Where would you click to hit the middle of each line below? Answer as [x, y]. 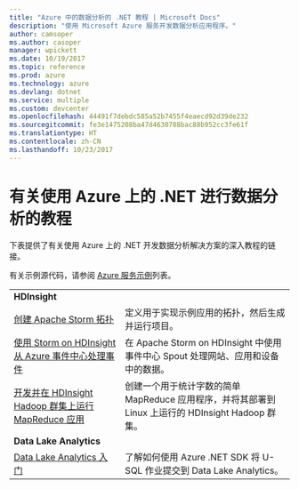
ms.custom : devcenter [49, 108]
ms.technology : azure [49, 84]
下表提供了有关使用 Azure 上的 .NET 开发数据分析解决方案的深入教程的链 [142, 244]
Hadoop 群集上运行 [54, 405]
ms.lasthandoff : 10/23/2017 [61, 149]
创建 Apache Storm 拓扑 [64, 319]
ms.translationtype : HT [53, 133]
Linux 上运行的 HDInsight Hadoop [194, 413]
